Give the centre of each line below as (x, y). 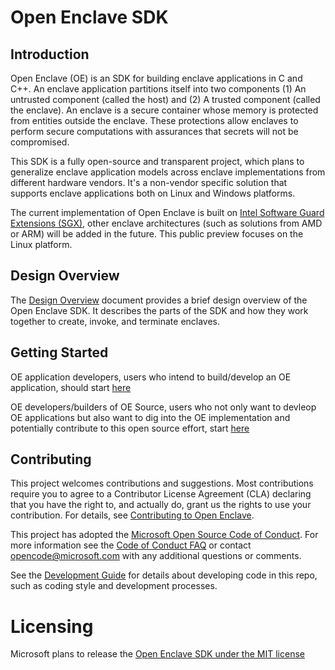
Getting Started (59, 352)
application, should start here (71, 387)
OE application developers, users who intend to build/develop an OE (151, 377)
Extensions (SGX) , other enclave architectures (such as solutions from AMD (166, 223)
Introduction (50, 54)
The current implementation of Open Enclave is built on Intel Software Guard (167, 212)
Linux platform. (41, 244)
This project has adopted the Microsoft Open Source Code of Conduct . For (164, 535)
